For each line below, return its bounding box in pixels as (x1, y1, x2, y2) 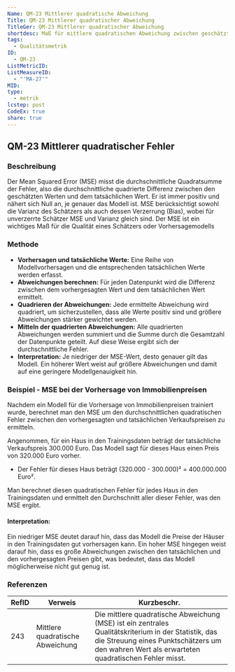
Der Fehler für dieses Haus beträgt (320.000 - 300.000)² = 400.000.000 (17, 465, 227, 473)
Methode (7, 240, 39, 249)
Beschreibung (7, 161, 57, 171)
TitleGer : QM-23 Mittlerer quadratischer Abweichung (7, 23, 164, 30)
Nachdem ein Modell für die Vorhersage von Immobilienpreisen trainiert (7, 400, 214, 409)
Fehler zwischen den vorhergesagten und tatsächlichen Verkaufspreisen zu (7, 415, 225, 424)
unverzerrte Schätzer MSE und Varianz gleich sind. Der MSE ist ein (7, 214, 200, 223)
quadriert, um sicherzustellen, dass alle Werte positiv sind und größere (17, 308, 222, 316)
